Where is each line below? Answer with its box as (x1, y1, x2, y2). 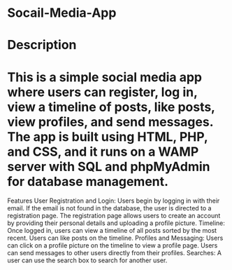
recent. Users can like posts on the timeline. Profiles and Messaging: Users (7, 234, 224, 243)
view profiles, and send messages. (7, 114, 214, 130)
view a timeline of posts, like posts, (7, 99, 215, 115)
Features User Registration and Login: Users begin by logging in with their (7, 196, 220, 205)
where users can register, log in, (7, 84, 198, 100)
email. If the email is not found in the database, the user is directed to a (7, 204, 212, 212)
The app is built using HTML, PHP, (7, 128, 208, 144)
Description (7, 37, 77, 53)
